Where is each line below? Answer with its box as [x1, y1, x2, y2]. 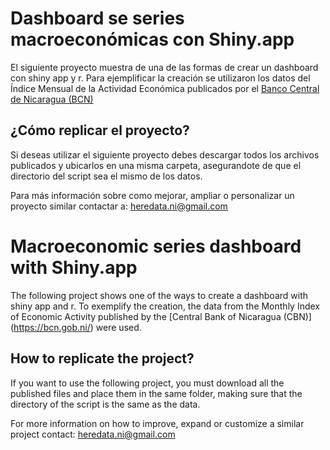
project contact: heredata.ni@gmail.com [10, 428, 176, 440]
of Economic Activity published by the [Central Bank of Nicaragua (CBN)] [10, 310, 312, 322]
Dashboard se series [10, 7, 185, 30]
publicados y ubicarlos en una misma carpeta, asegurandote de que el [10, 159, 302, 171]
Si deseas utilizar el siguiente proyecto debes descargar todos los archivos [10, 148, 320, 161]
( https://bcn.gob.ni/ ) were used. [10, 321, 142, 333]
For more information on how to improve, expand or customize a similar [10, 417, 305, 429]
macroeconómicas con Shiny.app [10, 28, 295, 51]
